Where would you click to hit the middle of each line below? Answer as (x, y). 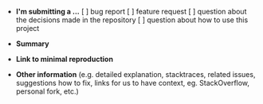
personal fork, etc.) (47, 91)
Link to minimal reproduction (65, 59)
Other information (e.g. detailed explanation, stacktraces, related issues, (135, 74)
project (27, 28)
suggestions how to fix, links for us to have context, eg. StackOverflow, (132, 83)
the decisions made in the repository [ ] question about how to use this (132, 20)
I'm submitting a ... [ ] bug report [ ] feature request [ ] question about (131, 12)
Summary (32, 44)
